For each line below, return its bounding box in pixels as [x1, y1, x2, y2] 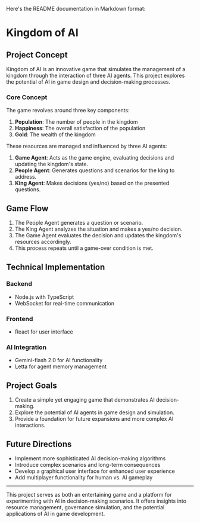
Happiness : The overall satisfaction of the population [14, 125, 146, 132]
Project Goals [6, 380, 58, 390]
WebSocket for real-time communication [14, 299, 115, 307]
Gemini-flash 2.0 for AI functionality [14, 357, 103, 364]
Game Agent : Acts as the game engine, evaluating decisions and [14, 154, 174, 161]
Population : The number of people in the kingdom [14, 118, 138, 126]
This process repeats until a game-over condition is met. [14, 244, 154, 252]
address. [14, 173, 37, 181]
